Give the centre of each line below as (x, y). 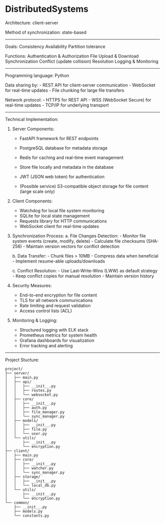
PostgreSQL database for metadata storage (64, 148)
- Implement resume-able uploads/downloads (59, 261)
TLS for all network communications (56, 300)
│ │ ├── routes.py (28, 390)
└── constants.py (32, 516)
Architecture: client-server (32, 23)
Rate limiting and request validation (55, 305)
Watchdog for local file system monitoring (62, 210)
